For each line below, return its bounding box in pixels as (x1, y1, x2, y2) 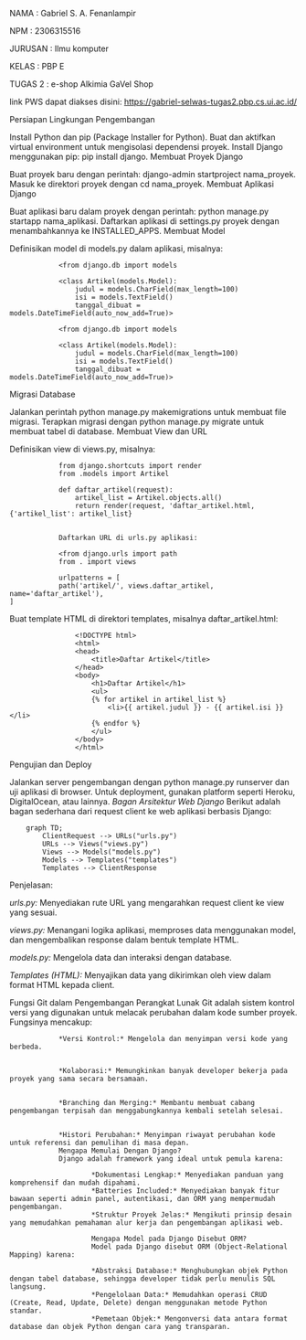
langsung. (9, 1282, 47, 1292)
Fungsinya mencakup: (9, 1016, 93, 1027)
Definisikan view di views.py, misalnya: (9, 443, 156, 454)
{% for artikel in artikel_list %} (90, 695, 227, 704)
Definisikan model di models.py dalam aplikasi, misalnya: (9, 243, 224, 254)
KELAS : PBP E (9, 61, 65, 71)
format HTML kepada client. (9, 980, 115, 990)
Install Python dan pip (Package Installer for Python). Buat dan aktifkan (9, 132, 276, 143)
